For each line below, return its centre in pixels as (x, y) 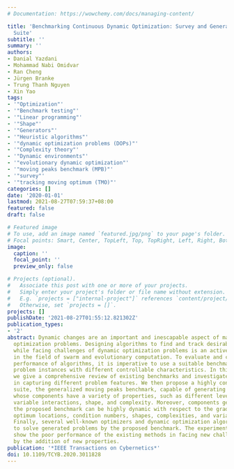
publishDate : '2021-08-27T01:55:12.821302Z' (73, 318)
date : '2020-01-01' (36, 195)
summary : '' (24, 46)
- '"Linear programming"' (45, 117)
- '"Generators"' (32, 130)
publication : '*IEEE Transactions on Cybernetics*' (84, 448)
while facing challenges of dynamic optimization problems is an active (121, 350)
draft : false (26, 215)
